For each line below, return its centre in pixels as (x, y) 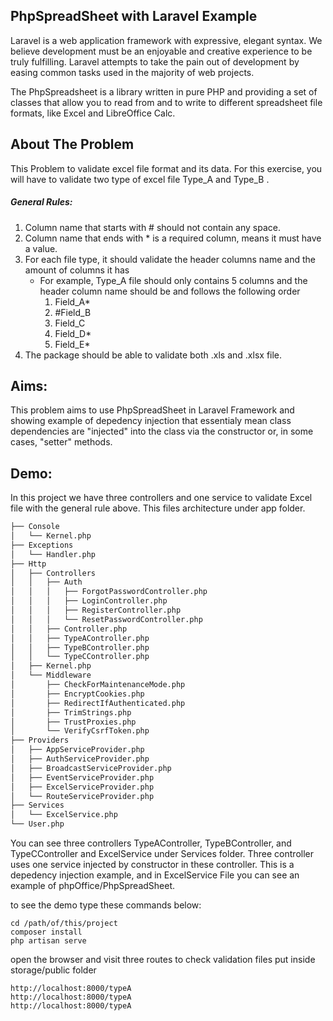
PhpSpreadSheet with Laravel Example (134, 16)
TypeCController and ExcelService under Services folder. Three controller (162, 854)
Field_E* (72, 344)
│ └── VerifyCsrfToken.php (80, 731)
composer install (46, 932)
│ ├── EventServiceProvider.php (82, 777)
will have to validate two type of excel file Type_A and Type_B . (140, 179)
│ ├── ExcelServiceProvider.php (82, 787)
